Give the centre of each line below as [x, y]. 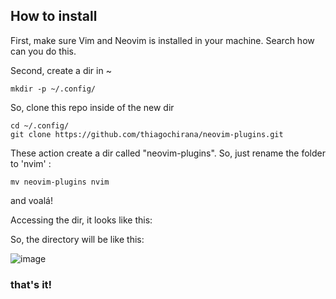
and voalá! [31, 200]
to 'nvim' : [31, 163]
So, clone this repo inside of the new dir [92, 107]
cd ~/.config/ [40, 125]
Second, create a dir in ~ [61, 70]
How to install [54, 16]
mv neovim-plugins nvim [60, 182]
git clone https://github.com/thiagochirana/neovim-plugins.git [147, 134]
